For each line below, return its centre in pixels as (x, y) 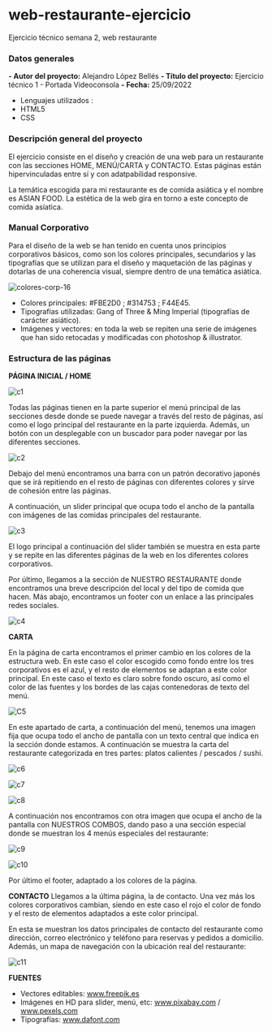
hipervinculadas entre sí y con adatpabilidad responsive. (103, 174)
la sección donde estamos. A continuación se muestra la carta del (119, 745)
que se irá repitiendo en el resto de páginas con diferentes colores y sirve (132, 482)
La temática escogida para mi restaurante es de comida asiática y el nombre (136, 189)
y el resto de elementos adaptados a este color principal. (104, 913)
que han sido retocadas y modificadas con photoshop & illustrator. (131, 337)
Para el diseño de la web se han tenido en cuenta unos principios (117, 245)
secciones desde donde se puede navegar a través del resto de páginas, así (136, 417)
